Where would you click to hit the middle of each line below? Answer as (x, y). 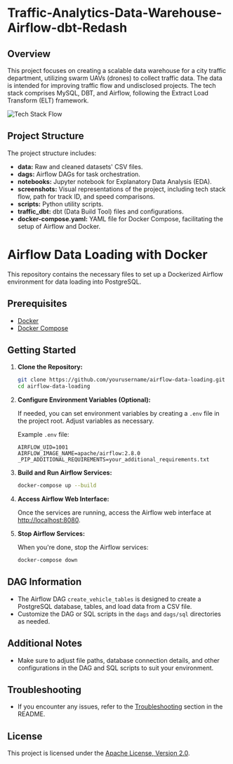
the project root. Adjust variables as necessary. (86, 421)
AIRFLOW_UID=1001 (43, 447)
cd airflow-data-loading (54, 387)
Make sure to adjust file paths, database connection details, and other (118, 660)
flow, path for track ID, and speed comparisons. (86, 196)
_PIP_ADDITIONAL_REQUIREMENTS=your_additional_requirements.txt (113, 460)
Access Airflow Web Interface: (63, 499)
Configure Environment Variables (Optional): (84, 400)
